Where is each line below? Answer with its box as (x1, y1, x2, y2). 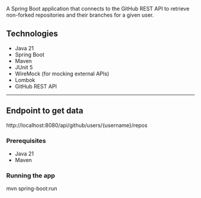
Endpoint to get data (6, 106, 84, 116)
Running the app (6, 171, 56, 179)
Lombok (14, 76, 36, 83)
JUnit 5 (14, 63, 33, 71)
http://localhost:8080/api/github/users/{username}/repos (6, 121, 148, 129)
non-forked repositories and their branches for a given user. (6, 11, 154, 19)
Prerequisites (6, 136, 46, 145)
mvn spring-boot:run (6, 185, 57, 192)
